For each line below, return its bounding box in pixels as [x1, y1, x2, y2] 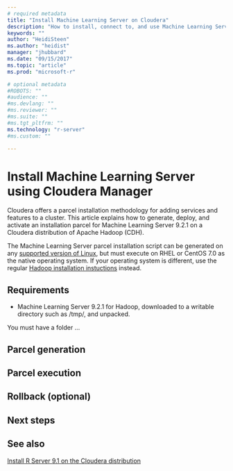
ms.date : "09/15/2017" [7, 56, 73, 63]
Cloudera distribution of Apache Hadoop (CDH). [7, 229, 144, 237]
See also [7, 438, 45, 450]
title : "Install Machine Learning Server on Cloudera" [7, 17, 169, 24]
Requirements [7, 284, 69, 296]
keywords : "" [7, 29, 45, 37]
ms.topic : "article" [7, 62, 67, 69]
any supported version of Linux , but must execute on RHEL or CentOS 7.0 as [7, 249, 225, 258]
